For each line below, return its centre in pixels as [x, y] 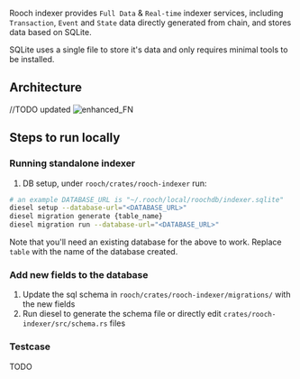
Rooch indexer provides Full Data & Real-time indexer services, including [146, 13]
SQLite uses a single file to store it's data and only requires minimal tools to [149, 50]
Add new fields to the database [79, 274]
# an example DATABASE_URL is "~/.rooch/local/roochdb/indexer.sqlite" [146, 199]
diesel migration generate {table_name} [86, 217]
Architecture [46, 88]
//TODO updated [40, 109]
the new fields [49, 304]
